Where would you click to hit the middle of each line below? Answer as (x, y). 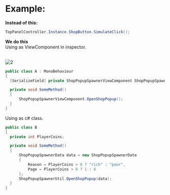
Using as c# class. (25, 118)
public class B (21, 127)
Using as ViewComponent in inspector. (46, 47)
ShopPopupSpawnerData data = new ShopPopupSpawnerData (78, 155)
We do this (17, 41)
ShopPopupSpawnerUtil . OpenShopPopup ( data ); (65, 179)
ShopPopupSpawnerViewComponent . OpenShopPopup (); (71, 99)
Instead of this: (22, 23)
